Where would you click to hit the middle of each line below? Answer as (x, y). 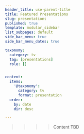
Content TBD (66, 127)
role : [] (18, 64)
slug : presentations (26, 19)
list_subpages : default (29, 32)
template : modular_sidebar (32, 28)
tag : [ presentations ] (31, 59)
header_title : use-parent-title (38, 10)
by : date (23, 104)
